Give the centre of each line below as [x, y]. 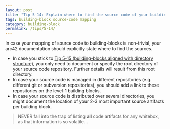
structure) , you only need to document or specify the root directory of [85, 64]
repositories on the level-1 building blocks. [57, 91]
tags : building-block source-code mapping [51, 19]
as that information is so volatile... [53, 122]
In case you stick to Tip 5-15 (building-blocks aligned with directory [83, 58]
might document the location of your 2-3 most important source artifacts [88, 101]
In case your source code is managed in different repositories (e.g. [82, 80]
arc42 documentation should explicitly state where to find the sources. [79, 49]
